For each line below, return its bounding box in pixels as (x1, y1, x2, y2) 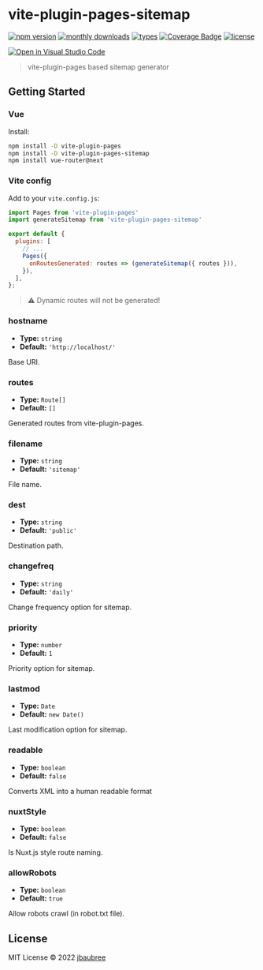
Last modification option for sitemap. (8, 725, 128, 735)
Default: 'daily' (19, 586, 74, 597)
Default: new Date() (19, 710, 84, 719)
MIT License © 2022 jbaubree (8, 953, 106, 962)
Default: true (19, 893, 63, 903)
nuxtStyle (8, 806, 47, 817)
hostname (8, 316, 48, 327)
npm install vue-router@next (8, 156, 104, 165)
